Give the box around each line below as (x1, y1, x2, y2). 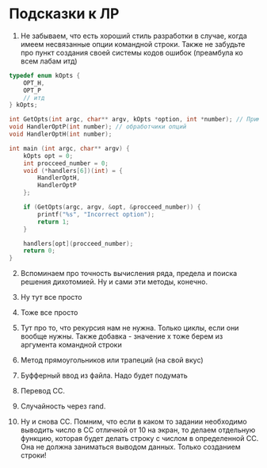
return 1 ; (37, 217, 70, 226)
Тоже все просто (20, 308, 78, 317)
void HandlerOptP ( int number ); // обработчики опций (9, 123, 187, 131)
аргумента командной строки (20, 340, 122, 350)
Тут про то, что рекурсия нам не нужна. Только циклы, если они (20, 323, 239, 333)
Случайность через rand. (20, 401, 106, 411)
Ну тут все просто (20, 293, 82, 302)
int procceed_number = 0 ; (23, 159, 109, 167)
